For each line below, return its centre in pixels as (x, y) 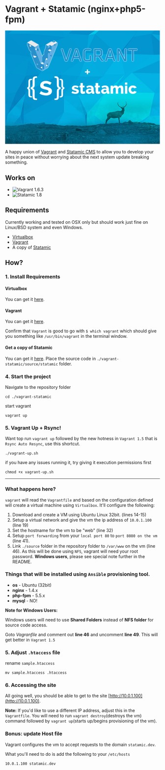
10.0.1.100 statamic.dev (30, 764)
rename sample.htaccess (30, 663)
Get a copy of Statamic (29, 348)
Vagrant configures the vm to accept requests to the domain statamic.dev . (81, 744)
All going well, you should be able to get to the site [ (57, 696)
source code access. (26, 625)
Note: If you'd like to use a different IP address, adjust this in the (70, 711)
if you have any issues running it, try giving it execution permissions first (78, 463)
